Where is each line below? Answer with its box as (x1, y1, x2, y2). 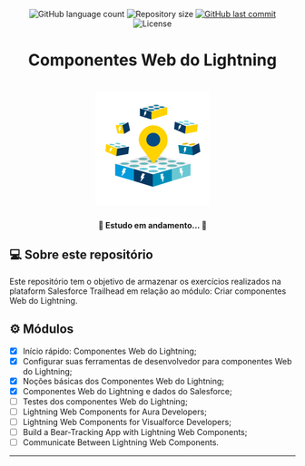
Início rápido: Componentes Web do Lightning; (22, 345, 197, 356)
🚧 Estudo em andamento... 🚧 (98, 219, 207, 230)
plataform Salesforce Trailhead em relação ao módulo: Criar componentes (9, 286, 287, 296)
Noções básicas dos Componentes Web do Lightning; (22, 375, 225, 386)
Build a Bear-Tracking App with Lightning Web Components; (22, 427, 248, 438)
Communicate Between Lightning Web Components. (22, 437, 220, 448)
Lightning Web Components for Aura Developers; (22, 406, 207, 417)
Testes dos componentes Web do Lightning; (22, 395, 188, 407)
